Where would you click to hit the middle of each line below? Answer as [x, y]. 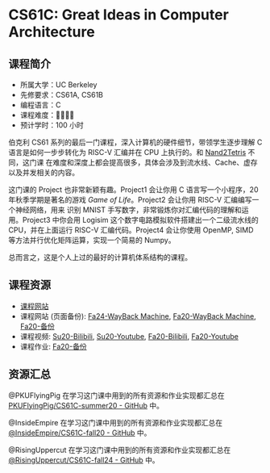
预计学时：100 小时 [52, 125]
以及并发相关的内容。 [44, 172]
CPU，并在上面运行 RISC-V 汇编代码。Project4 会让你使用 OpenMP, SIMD [131, 230]
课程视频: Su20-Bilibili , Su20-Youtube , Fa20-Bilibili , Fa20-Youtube [129, 336]
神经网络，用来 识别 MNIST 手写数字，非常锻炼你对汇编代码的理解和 [128, 210]
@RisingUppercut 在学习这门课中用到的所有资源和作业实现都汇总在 [120, 450]
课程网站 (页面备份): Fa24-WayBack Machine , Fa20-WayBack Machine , [138, 316]
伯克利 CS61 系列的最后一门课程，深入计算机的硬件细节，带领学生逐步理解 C [135, 142]
